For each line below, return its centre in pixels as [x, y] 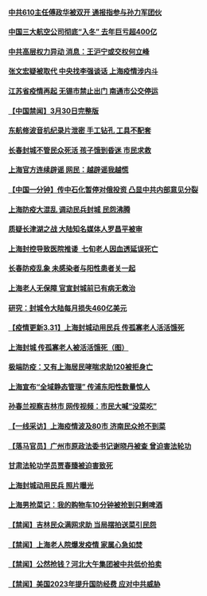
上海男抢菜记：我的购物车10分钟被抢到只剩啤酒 [86, 505]
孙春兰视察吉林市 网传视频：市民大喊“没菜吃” [83, 406]
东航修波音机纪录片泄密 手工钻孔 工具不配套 [80, 131]
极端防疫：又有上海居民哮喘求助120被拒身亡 [81, 367]
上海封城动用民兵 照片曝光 [51, 485]
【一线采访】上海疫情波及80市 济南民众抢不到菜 [87, 426]
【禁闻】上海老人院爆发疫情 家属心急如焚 [76, 544]
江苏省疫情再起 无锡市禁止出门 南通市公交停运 [83, 91]
